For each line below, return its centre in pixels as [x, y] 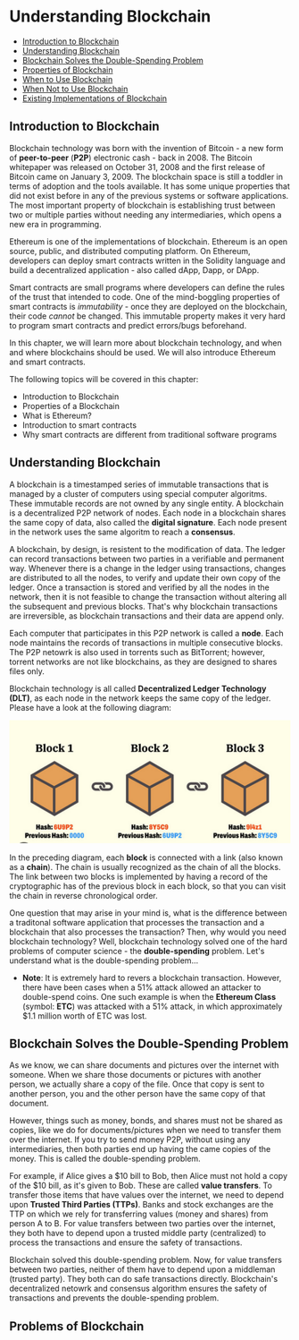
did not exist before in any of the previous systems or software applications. [149, 195]
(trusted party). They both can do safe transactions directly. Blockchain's [144, 1279]
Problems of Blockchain [77, 1326]
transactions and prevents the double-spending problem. [114, 1298]
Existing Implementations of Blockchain [95, 98]
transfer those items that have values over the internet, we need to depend [146, 1195]
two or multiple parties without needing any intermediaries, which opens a [145, 214]
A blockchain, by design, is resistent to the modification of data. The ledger [147, 549]
